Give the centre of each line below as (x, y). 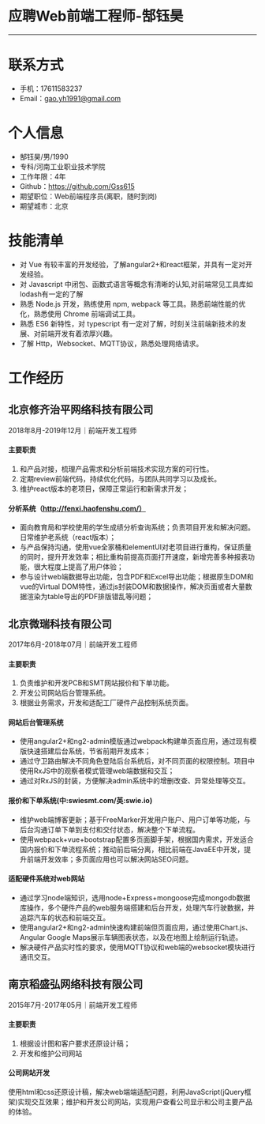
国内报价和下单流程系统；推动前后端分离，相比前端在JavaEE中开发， (132, 849)
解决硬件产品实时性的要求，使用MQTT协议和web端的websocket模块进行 (137, 947)
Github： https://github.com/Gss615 (77, 186)
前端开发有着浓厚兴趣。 (78, 334)
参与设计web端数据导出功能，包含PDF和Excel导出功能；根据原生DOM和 (136, 577)
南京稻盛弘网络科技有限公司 (76, 984)
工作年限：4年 (43, 176)
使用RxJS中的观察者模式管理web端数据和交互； (97, 771)
